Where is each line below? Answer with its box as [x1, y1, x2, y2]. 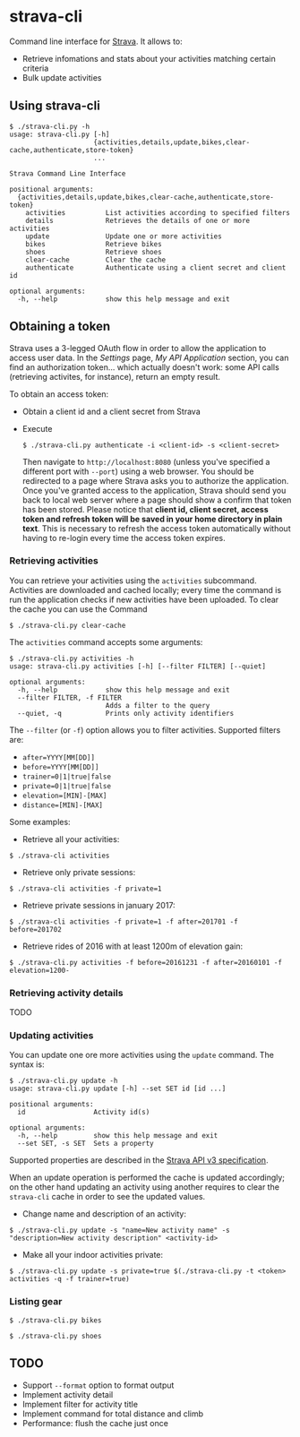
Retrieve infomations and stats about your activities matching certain [21, 53, 276, 64]
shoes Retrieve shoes [25, 247, 163, 256]
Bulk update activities [21, 72, 102, 82]
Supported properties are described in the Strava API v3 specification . [9, 1155, 269, 1166]
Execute [21, 423, 53, 434]
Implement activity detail [21, 1389, 114, 1399]
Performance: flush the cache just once [21, 1417, 168, 1428]
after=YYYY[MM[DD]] [21, 753, 96, 762]
